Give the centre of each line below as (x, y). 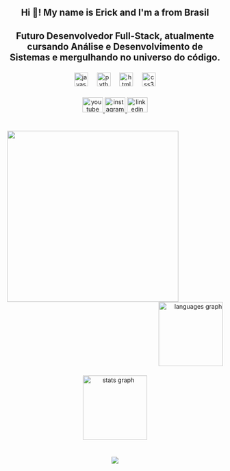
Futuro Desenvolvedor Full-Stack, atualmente (115, 36)
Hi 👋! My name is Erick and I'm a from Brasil (115, 13)
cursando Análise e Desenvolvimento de (115, 46)
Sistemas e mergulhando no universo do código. (115, 57)
